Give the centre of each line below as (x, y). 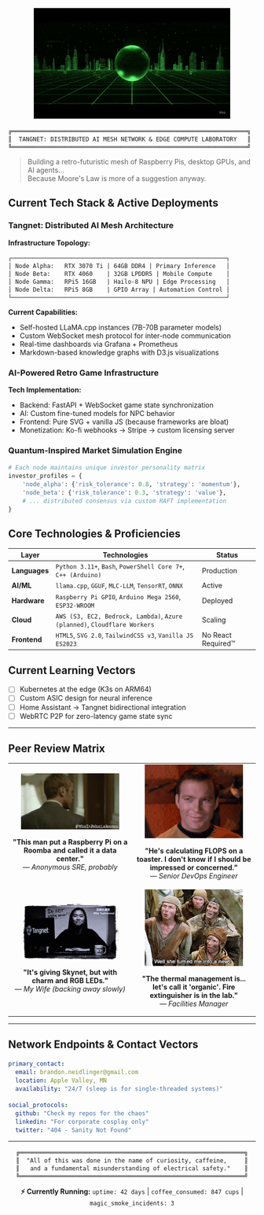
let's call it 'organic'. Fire (194, 987)
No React (216, 635)
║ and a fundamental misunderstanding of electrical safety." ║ (132, 1168)
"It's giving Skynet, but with (70, 972)
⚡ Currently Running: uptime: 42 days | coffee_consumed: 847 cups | (132, 1191)
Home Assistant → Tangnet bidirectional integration (103, 707)
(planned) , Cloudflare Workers (105, 624)
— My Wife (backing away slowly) (70, 989)
